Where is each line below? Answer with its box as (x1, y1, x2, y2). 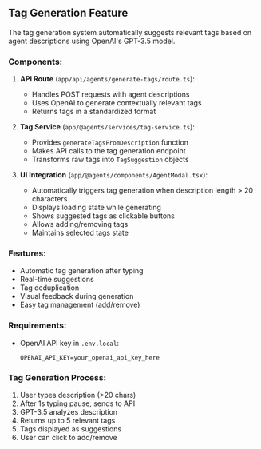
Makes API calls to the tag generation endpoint (31, 146, 186, 156)
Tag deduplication (19, 283, 80, 292)
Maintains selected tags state (31, 228, 129, 238)
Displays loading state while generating (31, 203, 162, 213)
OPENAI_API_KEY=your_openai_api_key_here (19, 353, 160, 362)
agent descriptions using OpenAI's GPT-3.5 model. (8, 36, 176, 46)
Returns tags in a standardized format (31, 107, 156, 117)
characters (31, 194, 68, 204)
